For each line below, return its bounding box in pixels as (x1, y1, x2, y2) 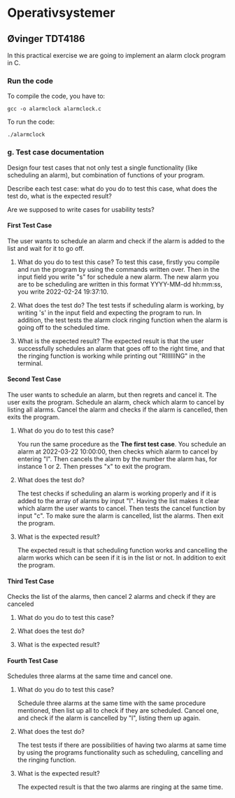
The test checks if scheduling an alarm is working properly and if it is (17, 489, 217, 498)
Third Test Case (7, 576, 55, 585)
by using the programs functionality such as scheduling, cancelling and (17, 748, 224, 757)
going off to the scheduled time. (17, 323, 111, 331)
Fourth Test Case (7, 656, 58, 665)
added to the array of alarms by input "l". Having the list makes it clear (17, 497, 220, 505)
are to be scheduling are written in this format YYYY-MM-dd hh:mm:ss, (17, 280, 222, 288)
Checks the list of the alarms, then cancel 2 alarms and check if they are (7, 593, 216, 601)
